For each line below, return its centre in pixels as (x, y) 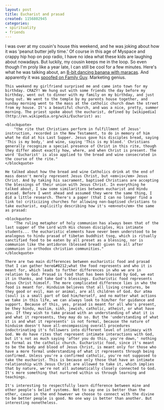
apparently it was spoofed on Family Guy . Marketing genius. (66, 77)
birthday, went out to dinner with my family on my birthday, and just (80, 95)
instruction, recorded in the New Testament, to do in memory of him (78, 133)
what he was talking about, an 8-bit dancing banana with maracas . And (77, 72)
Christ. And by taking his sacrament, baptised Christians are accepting (82, 180)
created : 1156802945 (26, 19)
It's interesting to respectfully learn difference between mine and (78, 386)
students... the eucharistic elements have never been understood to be (81, 232)
